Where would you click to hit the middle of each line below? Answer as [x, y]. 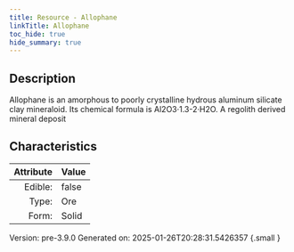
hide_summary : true [45, 42]
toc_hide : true [37, 34]
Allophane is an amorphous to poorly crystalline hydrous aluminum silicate [146, 100]
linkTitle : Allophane [49, 26]
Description [42, 78]
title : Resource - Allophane [63, 17]
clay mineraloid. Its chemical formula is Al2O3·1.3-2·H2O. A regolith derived [147, 110]
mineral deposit [38, 119]
